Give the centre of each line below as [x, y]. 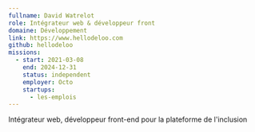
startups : [39, 89]
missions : [25, 52]
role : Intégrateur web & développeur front [82, 23]
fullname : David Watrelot [51, 16]
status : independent [57, 75]
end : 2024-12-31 [50, 68]
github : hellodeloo [41, 45]
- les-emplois [53, 97]
